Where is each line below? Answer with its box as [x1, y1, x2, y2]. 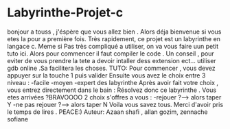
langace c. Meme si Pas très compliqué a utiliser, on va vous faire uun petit [7, 42, 219, 50]
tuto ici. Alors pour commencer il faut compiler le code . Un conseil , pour [7, 49, 214, 58]
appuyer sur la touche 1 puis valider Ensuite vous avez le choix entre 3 [7, 71, 206, 80]
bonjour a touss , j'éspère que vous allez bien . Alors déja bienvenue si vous [7, 27, 222, 36]
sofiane [7, 115, 29, 123]
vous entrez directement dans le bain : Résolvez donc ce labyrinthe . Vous [7, 86, 217, 94]
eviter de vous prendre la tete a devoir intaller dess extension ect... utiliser [7, 56, 216, 64]
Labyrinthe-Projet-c [7, 5, 124, 21]
